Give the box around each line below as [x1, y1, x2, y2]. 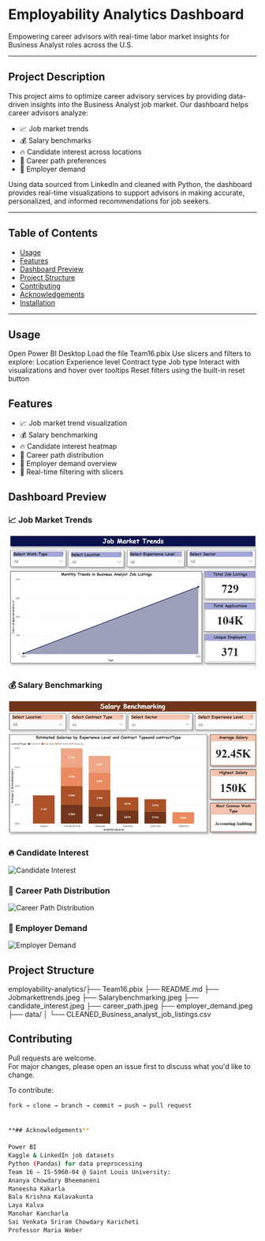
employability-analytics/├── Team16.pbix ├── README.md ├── [8, 985, 219, 993]
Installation [19, 297, 56, 307]
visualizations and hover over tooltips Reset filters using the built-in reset [8, 365, 245, 376]
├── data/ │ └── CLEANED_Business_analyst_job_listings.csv [8, 1010, 211, 1019]
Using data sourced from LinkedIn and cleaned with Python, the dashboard [8, 179, 252, 189]
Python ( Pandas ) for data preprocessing [8, 1160, 144, 1168]
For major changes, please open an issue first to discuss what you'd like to [8, 1061, 251, 1071]
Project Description [8, 70, 106, 84]
